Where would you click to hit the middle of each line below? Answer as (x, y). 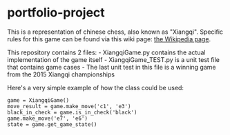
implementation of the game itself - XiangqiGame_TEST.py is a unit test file (113, 59)
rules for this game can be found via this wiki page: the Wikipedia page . (109, 39)
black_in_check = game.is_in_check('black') (72, 112)
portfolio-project (56, 13)
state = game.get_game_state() (52, 124)
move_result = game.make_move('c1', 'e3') (69, 106)
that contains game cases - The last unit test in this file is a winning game (112, 67)
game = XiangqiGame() (38, 100)
